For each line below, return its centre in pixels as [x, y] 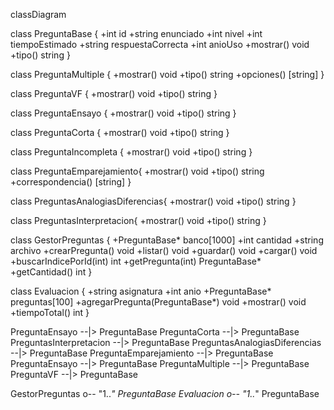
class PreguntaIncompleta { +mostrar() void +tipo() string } [131, 152]
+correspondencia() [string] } [71, 182]
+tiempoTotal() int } [50, 312]
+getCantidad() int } [51, 272]
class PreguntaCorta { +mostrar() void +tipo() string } [120, 132]
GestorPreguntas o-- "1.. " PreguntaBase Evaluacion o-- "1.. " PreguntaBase [165, 393]
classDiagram [38, 14]
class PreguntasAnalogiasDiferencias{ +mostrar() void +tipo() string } [153, 201]
